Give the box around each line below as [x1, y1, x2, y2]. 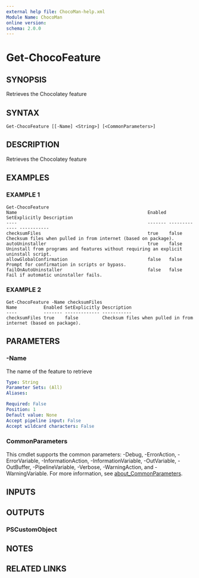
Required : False [6, 401, 46, 407]
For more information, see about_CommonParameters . [49, 470, 183, 477]
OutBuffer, [6, 463, 32, 471]
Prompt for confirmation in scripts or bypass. [6, 262, 127, 268]
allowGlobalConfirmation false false [6, 256, 183, 262]
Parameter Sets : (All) [6, 385, 63, 391]
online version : [6, 20, 46, 26]
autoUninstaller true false [6, 241, 183, 247]
